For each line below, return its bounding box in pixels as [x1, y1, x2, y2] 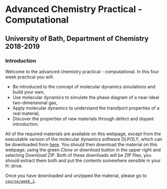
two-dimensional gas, [12, 100, 58, 106]
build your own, [12, 89, 45, 95]
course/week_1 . [5, 177, 36, 184]
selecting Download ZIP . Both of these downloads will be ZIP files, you [5, 152, 152, 158]
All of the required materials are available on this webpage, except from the [5, 131, 161, 137]
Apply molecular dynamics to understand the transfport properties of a [12, 105, 159, 111]
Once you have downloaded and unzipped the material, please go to [5, 172, 147, 178]
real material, [12, 110, 40, 116]
